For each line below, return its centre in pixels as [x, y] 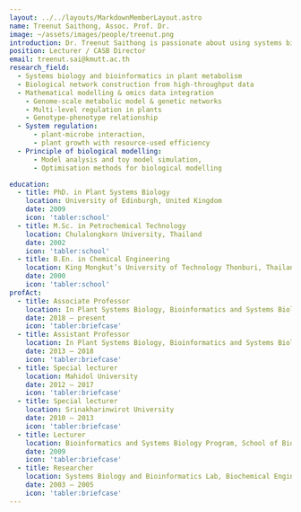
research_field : [39, 68]
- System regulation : [58, 127]
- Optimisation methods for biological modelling [127, 168]
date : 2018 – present [65, 318]
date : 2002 [46, 243]
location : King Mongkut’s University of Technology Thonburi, [144, 268]
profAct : [26, 293]
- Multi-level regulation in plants [94, 110]
